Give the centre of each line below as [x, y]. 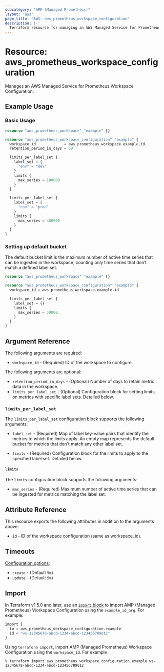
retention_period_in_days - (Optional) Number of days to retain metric [83, 381]
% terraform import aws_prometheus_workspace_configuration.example [76, 661]
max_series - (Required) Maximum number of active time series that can [84, 489]
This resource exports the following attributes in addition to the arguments [80, 521]
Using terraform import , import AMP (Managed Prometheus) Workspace [79, 647]
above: [12, 527]
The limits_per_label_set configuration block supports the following [75, 419]
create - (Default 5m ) [33, 573]
